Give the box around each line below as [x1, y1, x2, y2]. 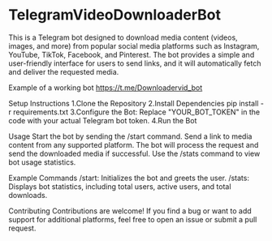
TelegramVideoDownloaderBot [8, 6, 222, 24]
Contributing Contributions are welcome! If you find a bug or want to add [8, 205, 252, 216]
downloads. [8, 190, 48, 200]
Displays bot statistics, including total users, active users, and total [8, 181, 231, 192]
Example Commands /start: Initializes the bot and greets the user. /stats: [8, 173, 250, 183]
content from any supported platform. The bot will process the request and [8, 140, 259, 149]
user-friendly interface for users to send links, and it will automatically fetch [8, 58, 261, 68]
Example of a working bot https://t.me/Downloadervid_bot [8, 83, 203, 93]
